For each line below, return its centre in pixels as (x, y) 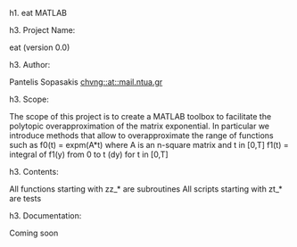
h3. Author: (30, 65)
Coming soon (34, 233)
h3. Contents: (34, 172)
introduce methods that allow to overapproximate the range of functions (141, 136)
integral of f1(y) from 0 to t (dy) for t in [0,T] (89, 154)
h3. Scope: (29, 99)
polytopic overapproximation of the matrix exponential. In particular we (140, 126)
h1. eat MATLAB (38, 13)
